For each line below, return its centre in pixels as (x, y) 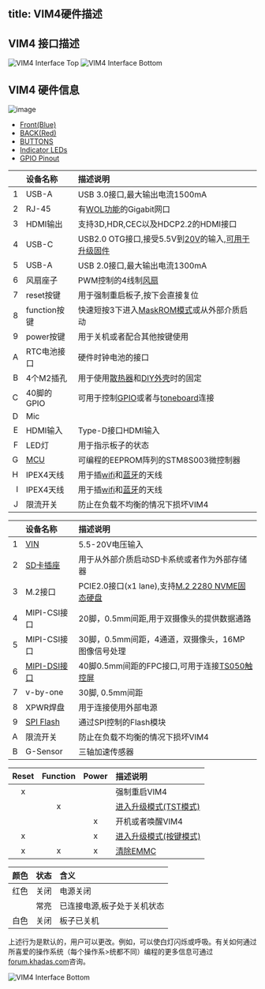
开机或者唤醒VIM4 (149, 822)
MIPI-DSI (43, 666)
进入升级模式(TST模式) (158, 807)
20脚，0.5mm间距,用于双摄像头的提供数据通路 (165, 619)
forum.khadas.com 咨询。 (49, 961)
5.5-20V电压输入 (111, 545)
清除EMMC (136, 852)
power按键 (45, 337)
